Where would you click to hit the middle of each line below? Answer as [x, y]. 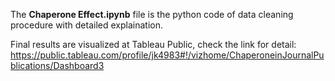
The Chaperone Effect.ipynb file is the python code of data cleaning [152, 14]
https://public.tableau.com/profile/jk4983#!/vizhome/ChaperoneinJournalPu [167, 55]
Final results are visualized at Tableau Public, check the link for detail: [153, 44]
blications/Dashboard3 [57, 65]
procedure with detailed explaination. [87, 25]
